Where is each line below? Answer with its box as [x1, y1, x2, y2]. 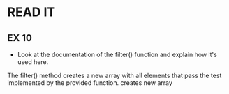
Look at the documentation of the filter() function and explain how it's [17, 50, 218, 58]
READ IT [7, 4, 56, 20]
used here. [17, 58, 49, 66]
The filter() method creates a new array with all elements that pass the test [7, 71, 222, 79]
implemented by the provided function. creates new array [7, 79, 173, 87]
